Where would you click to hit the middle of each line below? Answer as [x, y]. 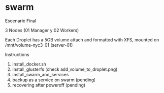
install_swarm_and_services [40, 74]
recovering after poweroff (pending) [49, 85]
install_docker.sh [29, 64]
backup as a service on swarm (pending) [54, 80]
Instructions [17, 54]
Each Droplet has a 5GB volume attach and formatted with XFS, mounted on [82, 40]
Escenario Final [21, 21]
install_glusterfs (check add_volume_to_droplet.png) [65, 69]
